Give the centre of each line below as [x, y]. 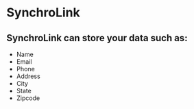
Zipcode [28, 98]
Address [28, 76]
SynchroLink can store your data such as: [97, 38]
